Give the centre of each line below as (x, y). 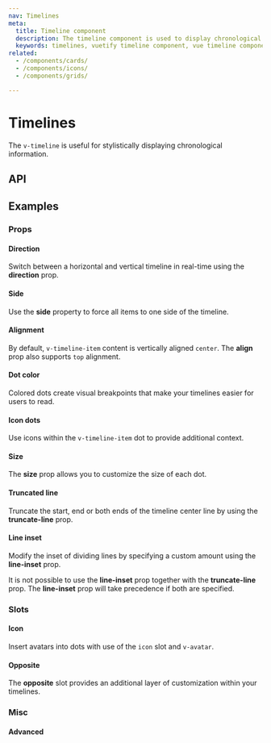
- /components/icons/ (52, 69)
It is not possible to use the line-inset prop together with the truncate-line (132, 580)
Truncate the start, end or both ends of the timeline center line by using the (133, 511)
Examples (33, 207)
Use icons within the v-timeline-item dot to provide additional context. (126, 438)
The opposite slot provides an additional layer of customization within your (133, 683)
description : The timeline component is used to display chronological (139, 38)
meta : (17, 23)
